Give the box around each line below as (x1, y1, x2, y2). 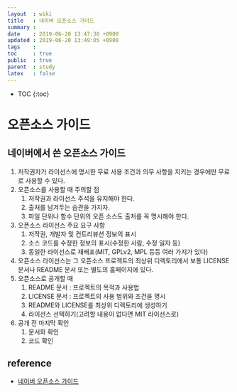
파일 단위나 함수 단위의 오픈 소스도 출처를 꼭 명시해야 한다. (28, 211, 189, 221)
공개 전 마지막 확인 (17, 318, 70, 327)
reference (7, 357, 52, 369)
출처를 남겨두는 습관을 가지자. (28, 203, 110, 211)
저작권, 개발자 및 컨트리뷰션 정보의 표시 (28, 229, 137, 238)
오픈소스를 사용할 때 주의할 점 (17, 185, 99, 194)
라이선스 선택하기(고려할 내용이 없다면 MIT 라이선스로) (28, 309, 180, 318)
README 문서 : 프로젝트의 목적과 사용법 (28, 282, 140, 292)
